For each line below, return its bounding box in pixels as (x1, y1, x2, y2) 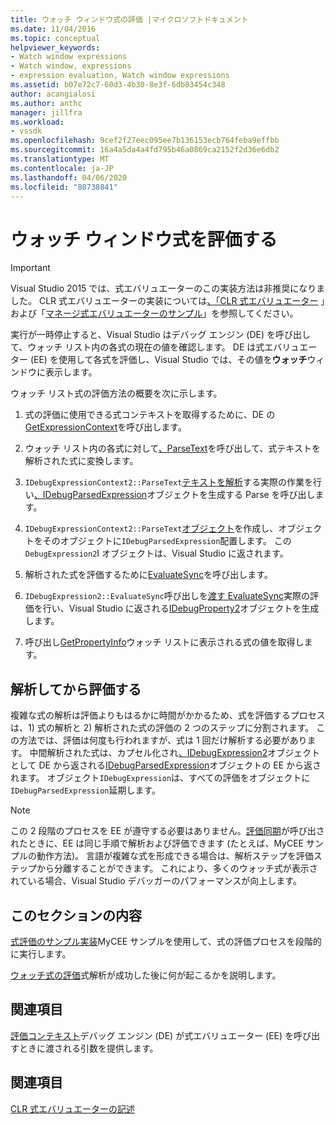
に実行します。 (10, 947, 72, 960)
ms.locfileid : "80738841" (10, 182, 118, 192)
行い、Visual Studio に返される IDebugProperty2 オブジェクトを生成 (42, 602, 320, 615)
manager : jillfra (10, 107, 83, 118)
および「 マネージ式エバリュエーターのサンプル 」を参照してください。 (10, 307, 299, 320)
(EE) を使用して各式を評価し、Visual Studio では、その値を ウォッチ (29, 354, 308, 366)
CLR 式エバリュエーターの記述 (10, 1102, 136, 1115)
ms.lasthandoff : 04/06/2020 (10, 172, 128, 183)
